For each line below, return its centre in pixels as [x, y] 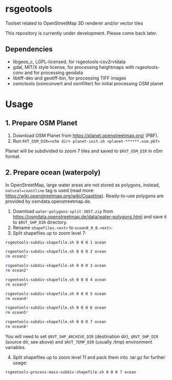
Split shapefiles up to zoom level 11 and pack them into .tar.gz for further [89, 357]
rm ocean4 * [17, 298]
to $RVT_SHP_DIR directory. [40, 222]
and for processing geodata [54, 72]
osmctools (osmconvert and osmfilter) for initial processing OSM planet [88, 83]
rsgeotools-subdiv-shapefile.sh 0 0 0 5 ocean [56, 294]
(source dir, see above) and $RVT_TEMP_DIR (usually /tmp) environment [79, 341]
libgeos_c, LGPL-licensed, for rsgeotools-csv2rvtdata [69, 62]
